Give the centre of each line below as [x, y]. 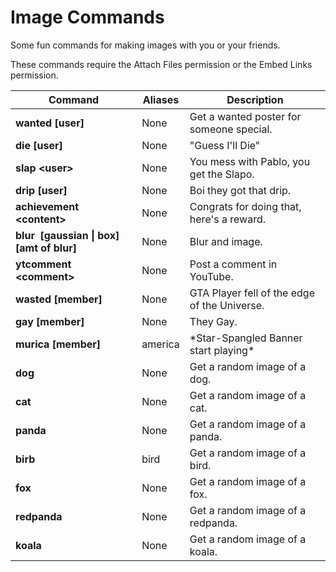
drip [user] [41, 190]
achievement [47, 206]
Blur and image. [226, 241]
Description [255, 99]
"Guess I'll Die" [225, 145]
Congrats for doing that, [245, 206]
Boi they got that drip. [240, 190]
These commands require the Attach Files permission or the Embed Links [161, 64]
